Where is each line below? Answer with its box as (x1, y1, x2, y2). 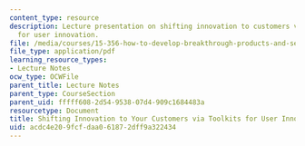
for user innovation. (17, 30, 100, 39)
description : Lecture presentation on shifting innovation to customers (9, 22, 290, 31)
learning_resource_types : (9, 55, 107, 64)
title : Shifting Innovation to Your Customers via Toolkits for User (9, 114, 279, 123)
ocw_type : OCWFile (9, 73, 79, 82)
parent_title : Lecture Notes (9, 81, 120, 90)
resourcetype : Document (9, 106, 100, 115)
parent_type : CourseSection (9, 89, 116, 98)
